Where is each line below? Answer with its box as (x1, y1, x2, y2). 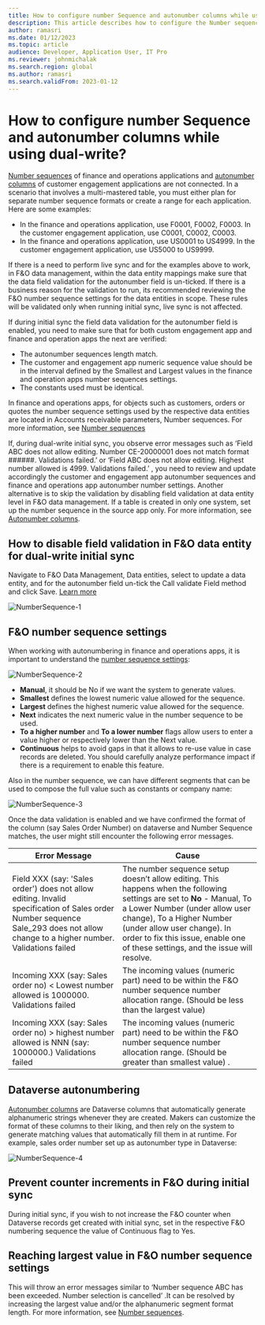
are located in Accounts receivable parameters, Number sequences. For (8, 415, 243, 424)
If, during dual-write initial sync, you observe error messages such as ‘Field (8, 439, 253, 448)
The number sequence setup (121, 864, 230, 875)
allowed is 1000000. (12, 990, 89, 1001)
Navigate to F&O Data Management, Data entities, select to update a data (8, 570, 246, 580)
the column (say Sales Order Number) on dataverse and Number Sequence (8, 823, 253, 833)
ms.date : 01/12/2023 (8, 33, 77, 42)
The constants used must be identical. (19, 383, 144, 393)
